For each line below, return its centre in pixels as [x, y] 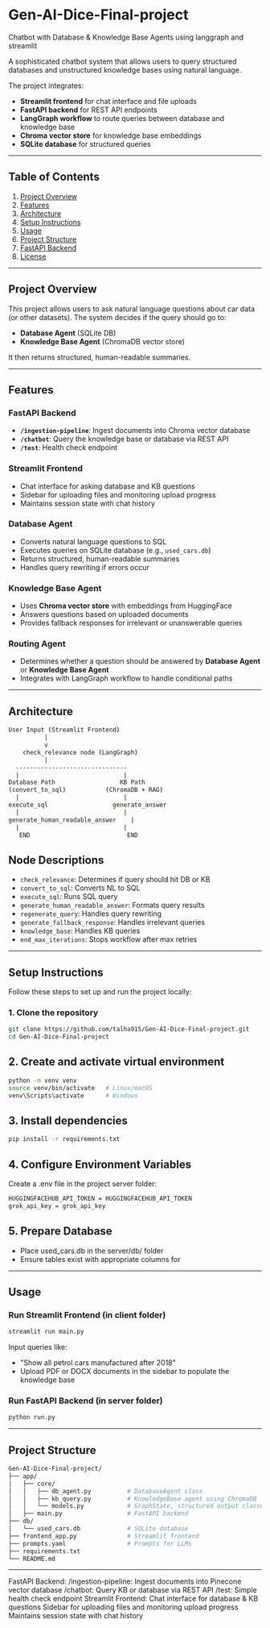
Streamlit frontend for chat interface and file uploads [108, 101]
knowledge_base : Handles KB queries [80, 931]
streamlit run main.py [46, 1332]
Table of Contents [54, 177]
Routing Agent [37, 644]
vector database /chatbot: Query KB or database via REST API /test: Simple [133, 1590]
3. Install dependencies [68, 1120]
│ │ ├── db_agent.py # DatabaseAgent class [106, 1491]
